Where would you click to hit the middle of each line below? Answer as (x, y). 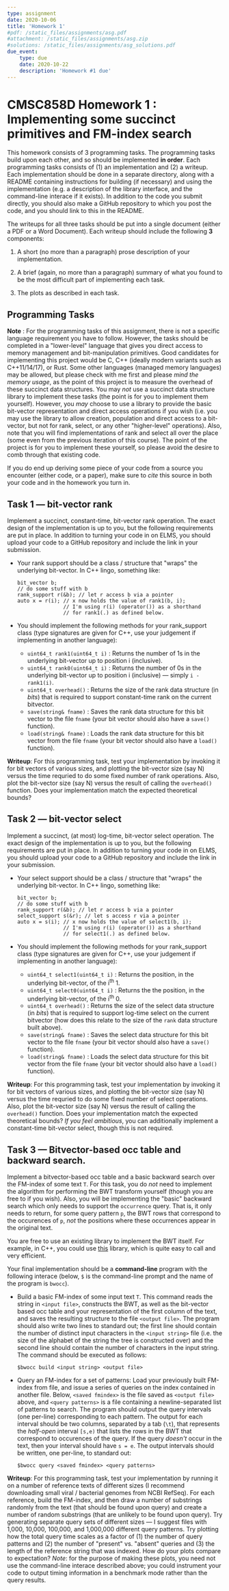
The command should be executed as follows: (82, 1355)
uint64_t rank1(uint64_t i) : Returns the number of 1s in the (113, 653)
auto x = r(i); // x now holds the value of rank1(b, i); (101, 601)
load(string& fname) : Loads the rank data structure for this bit (116, 734)
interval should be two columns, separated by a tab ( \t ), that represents (118, 1424)
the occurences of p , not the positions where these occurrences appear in (111, 1220)
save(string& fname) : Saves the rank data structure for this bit (116, 712)
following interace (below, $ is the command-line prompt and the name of (110, 1276)
